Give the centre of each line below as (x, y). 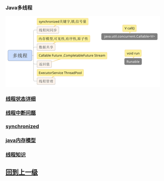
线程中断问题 (21, 113)
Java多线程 (19, 7)
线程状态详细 (21, 99)
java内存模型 (21, 141)
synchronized (23, 126)
